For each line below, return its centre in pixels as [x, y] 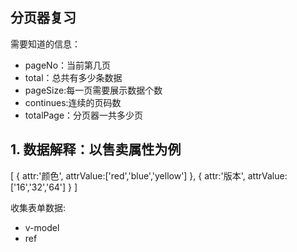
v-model [42, 227]
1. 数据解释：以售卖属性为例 [96, 149]
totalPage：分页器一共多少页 [84, 115]
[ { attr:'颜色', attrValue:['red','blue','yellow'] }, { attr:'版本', [128, 175]
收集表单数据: [38, 207]
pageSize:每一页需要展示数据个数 [93, 90]
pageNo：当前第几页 [68, 65]
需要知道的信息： [45, 44]
